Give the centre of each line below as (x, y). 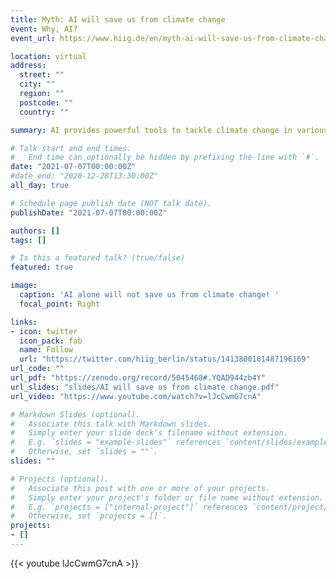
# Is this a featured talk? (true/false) (98, 258)
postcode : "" (46, 102)
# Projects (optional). (60, 479)
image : (24, 286)
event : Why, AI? (44, 29)
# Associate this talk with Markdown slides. (111, 424)
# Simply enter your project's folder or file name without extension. (167, 497)
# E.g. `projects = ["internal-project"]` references (129, 507)
